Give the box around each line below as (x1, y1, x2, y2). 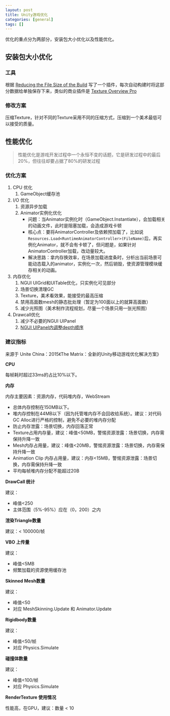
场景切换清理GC (20, 286, 54, 293)
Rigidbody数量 (5, 616, 37, 622)
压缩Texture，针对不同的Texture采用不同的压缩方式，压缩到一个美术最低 (5, 114, 158, 121)
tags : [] (5, 21, 24, 27)
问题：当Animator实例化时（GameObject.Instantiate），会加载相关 (27, 216, 165, 222)
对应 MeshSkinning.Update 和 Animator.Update (12, 606, 112, 612)
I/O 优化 (12, 197, 30, 204)
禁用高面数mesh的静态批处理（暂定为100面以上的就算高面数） (20, 299, 151, 305)
